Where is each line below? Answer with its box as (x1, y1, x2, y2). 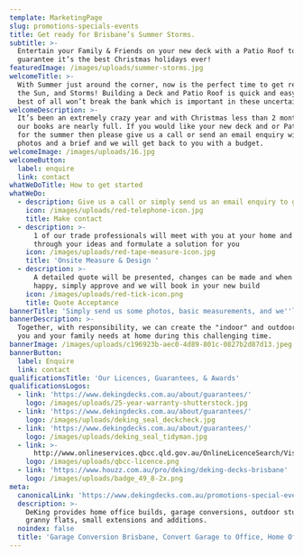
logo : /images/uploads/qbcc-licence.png (25, 457, 179, 467)
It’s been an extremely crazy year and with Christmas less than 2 (17, 114, 277, 123)
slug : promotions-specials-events (9, 22, 140, 31)
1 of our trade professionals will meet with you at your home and (32, 231, 293, 240)
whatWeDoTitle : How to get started (9, 181, 143, 190)
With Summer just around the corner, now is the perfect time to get (17, 80, 284, 89)
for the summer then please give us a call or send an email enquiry (17, 131, 284, 140)
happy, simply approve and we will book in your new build (32, 281, 260, 290)
